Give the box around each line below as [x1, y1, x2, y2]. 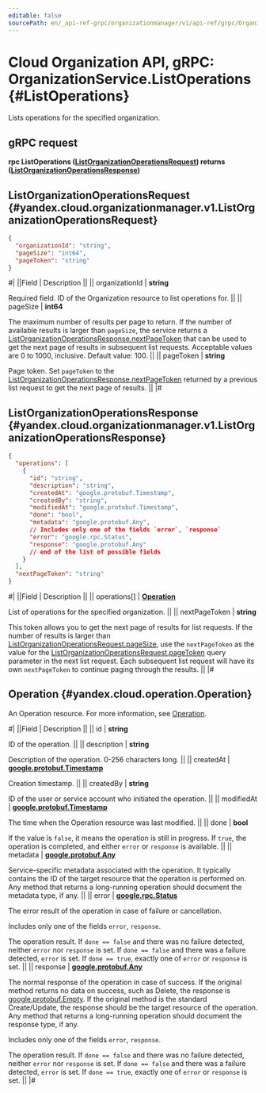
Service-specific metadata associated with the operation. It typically [8, 865, 231, 875]
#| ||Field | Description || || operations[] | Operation [8, 592, 177, 601]
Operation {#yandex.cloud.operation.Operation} [8, 688, 253, 701]
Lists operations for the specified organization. [8, 113, 161, 123]
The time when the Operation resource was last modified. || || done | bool [8, 818, 249, 827]
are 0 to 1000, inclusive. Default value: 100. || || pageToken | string [8, 351, 226, 361]
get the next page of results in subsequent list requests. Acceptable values [8, 343, 253, 352]
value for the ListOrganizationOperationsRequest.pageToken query [8, 648, 226, 657]
